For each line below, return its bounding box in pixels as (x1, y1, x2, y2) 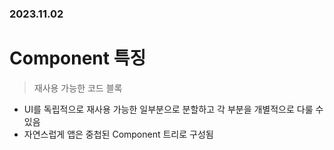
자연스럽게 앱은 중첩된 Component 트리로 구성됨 (23, 128, 214, 140)
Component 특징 (9, 47, 147, 70)
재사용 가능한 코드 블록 (33, 82, 123, 94)
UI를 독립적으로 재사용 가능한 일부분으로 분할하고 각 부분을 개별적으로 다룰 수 (23, 103, 324, 115)
